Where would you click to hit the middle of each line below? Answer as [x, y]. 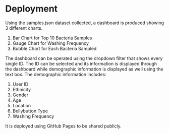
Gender [20, 95]
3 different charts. [24, 28]
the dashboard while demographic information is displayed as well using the [84, 69]
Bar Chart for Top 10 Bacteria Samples [52, 38]
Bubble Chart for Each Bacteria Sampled [54, 48]
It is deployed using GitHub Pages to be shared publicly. [64, 126]
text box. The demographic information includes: [56, 74]
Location [22, 105]
